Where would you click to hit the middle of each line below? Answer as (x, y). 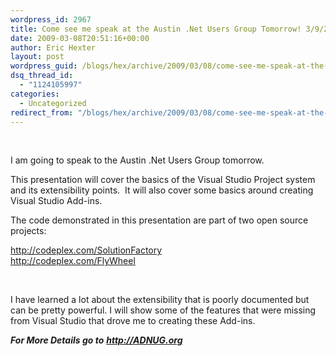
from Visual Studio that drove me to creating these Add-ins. (133, 321)
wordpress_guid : (44, 66)
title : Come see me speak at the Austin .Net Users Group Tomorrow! (156, 29)
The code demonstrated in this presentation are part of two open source (159, 220)
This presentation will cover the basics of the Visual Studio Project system (163, 180)
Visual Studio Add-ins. (56, 201)
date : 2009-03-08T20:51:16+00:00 (80, 38)
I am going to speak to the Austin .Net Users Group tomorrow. (137, 160)
